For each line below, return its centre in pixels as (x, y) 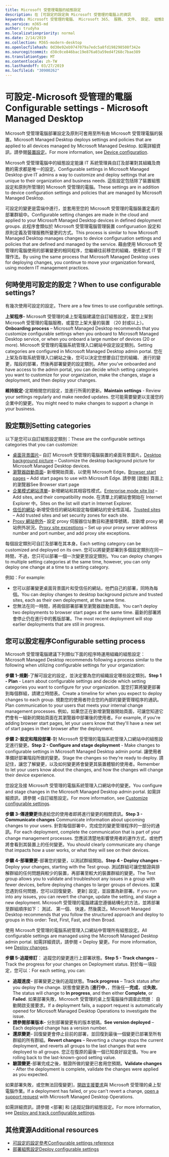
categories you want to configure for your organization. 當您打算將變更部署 (83, 687)
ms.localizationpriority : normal (40, 33)
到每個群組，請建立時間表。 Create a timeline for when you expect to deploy (84, 694)
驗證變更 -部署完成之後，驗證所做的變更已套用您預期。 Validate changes (87, 1064)
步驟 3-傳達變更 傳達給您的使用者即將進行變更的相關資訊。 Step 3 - (74, 814)
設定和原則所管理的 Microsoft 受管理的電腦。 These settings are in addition (82, 187)
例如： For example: (25, 577)
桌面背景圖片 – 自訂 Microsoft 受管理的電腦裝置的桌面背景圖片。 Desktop (87, 455)
